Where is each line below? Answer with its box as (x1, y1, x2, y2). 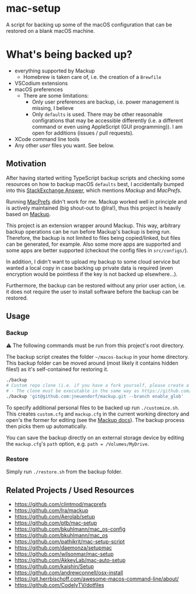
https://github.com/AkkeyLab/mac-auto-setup (14, 557, 126, 564)
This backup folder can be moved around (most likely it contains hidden (6, 359, 179, 367)
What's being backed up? (6, 48, 133, 61)
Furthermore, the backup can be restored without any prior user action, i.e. (6, 281, 186, 289)
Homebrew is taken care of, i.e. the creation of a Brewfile (23, 73, 162, 80)
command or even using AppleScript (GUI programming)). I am (32, 123, 183, 130)
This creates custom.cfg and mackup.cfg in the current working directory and (6, 410, 190, 417)
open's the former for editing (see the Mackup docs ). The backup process (6, 416, 185, 423)
